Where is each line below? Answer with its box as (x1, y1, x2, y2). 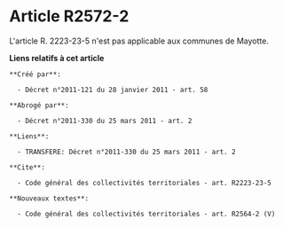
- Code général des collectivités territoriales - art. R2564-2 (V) (17, 209, 276, 218)
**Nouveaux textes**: (9, 193, 90, 203)
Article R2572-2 (9, 6, 130, 27)
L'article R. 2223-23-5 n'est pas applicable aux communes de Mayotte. (9, 35, 269, 46)
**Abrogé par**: (9, 100, 69, 110)
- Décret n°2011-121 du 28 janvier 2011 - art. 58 (17, 85, 208, 94)
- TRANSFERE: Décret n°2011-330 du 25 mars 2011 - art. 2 (17, 147, 237, 156)
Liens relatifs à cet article (9, 52, 105, 63)
